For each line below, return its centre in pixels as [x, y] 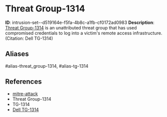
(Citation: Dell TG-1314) [29, 38]
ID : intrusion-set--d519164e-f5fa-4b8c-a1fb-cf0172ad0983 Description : [80, 22]
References [23, 82]
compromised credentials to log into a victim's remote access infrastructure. [84, 33]
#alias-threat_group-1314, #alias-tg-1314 [47, 66]
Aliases [17, 54]
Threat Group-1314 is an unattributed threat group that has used [71, 27]
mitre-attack [25, 94]
